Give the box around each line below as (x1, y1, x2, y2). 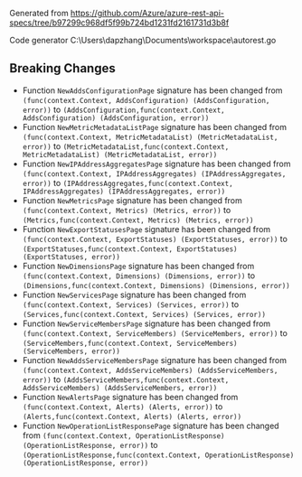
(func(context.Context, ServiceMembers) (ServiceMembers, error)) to (22, 327, 288, 338)
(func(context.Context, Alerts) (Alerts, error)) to (22, 401, 223, 412)
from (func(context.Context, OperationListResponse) (22, 429, 225, 441)
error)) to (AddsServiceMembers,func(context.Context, (22, 374, 230, 385)
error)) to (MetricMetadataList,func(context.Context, (22, 140, 230, 152)
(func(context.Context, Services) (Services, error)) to (22, 298, 240, 310)
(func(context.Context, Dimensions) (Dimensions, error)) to (22, 270, 256, 281)
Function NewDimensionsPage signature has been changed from (22, 260, 255, 271)
